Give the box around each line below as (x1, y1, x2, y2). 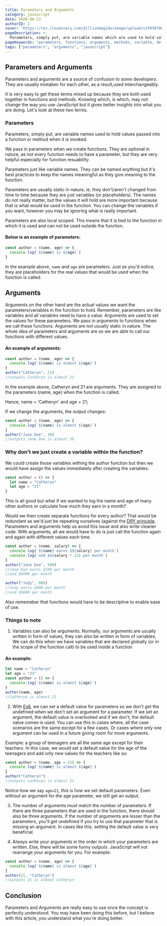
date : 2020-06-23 (5, 16, 41, 21)
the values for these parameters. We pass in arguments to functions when (5, 318, 157, 324)
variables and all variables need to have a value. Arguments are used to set (5, 313, 159, 319)
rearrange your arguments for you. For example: (12, 849, 111, 855)
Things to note (5, 616, 41, 623)
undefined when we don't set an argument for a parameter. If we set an (12, 709, 159, 715)
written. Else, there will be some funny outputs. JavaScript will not (12, 844, 148, 850)
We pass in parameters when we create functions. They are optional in (5, 146, 150, 152)
